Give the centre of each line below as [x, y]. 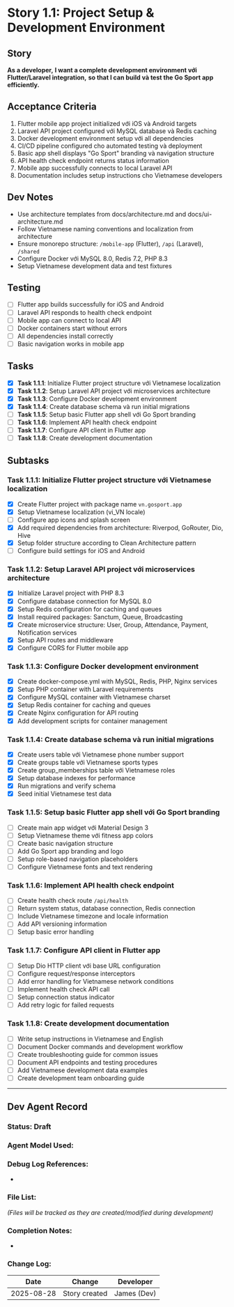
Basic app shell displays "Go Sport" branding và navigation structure [116, 153]
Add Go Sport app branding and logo [70, 851]
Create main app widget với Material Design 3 [83, 828]
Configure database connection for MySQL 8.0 [84, 601]
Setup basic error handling [55, 932]
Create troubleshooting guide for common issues [88, 1054]
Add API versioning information [62, 924]
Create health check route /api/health [73, 901]
